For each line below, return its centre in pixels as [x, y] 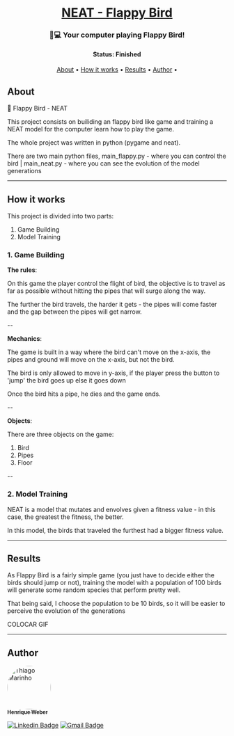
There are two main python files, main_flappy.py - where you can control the [117, 156]
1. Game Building [36, 255]
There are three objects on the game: [61, 434]
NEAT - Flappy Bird [117, 13]
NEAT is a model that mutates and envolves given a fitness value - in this [111, 509]
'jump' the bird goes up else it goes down [67, 381]
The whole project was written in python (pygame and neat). [94, 143]
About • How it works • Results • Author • [117, 70]
